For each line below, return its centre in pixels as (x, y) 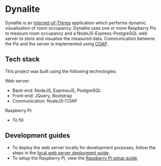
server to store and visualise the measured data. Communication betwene (80, 39)
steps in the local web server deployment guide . (61, 153)
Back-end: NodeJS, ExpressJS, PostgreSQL (57, 90)
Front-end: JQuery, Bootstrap (42, 95)
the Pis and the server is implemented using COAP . (57, 43)
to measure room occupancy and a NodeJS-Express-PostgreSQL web (76, 33)
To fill (18, 120)
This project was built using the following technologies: (61, 71)
